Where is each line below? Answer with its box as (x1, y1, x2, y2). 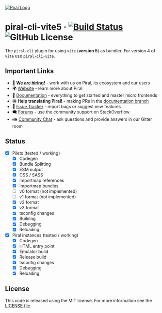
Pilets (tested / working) (12, 150, 60, 156)
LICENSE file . (5, 303, 32, 309)
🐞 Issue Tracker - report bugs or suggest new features (12, 103, 121, 109)
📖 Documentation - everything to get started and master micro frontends (12, 92, 158, 98)
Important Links (5, 67, 54, 75)
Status (5, 137, 26, 145)
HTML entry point (19, 243, 55, 249)
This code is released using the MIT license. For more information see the (5, 297, 152, 303)
